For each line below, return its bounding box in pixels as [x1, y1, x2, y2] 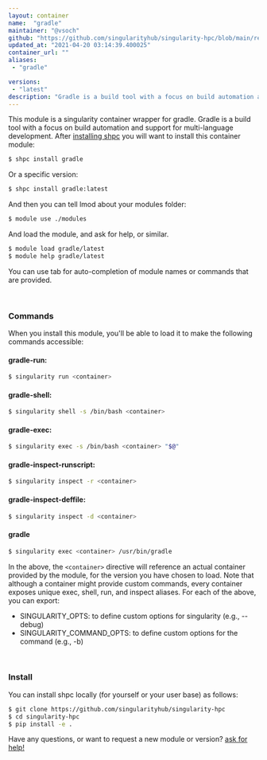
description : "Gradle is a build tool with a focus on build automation [8, 92, 254, 100]
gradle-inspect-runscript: [8, 460, 95, 469]
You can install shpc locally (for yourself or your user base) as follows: [8, 690, 238, 699]
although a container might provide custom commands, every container [8, 578, 243, 588]
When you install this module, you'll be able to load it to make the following [8, 328, 253, 339]
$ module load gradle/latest [8, 245, 105, 253]
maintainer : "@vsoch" [8, 26, 80, 34]
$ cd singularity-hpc [8, 712, 80, 721]
